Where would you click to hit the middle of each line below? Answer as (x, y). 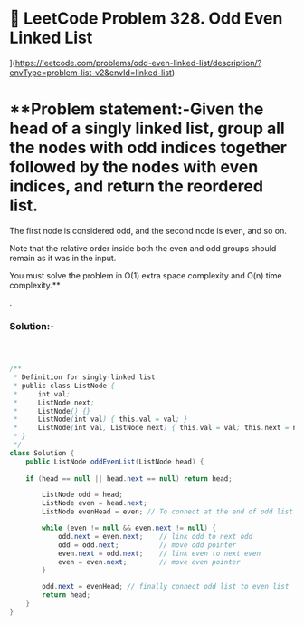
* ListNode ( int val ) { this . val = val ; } (100, 420)
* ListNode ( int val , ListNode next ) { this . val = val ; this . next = (151, 428)
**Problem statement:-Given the (137, 109)
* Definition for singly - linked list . (86, 377)
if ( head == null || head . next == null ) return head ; (129, 479)
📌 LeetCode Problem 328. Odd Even (146, 19)
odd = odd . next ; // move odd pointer (147, 545)
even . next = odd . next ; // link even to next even (159, 553)
